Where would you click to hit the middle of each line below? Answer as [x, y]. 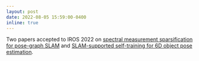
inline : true [22, 23]
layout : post [22, 12]
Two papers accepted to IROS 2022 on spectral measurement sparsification [99, 40]
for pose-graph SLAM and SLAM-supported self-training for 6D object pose [99, 46]
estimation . [20, 52]
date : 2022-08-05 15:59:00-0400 [46, 17]
